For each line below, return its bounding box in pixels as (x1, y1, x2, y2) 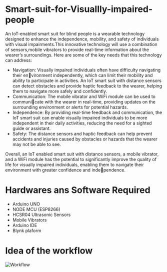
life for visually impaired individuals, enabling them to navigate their (5, 161, 144, 167)
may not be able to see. (12, 141, 61, 147)
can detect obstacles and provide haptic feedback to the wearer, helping (12, 82, 162, 88)
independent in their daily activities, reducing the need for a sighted (12, 120, 152, 126)
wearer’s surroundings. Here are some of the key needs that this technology (5, 51, 162, 58)
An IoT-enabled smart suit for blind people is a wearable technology (5, 30, 145, 36)
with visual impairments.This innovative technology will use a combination (5, 41, 157, 47)
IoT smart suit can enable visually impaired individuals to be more (12, 114, 147, 120)
